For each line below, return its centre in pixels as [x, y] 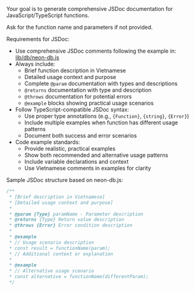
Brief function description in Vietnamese [75, 70]
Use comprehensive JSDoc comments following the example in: [95, 51]
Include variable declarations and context [76, 161]
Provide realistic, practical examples [70, 149]
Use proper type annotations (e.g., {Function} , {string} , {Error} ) [107, 116]
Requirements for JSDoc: [38, 39]
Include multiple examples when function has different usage [101, 123]
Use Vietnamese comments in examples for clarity [88, 168]
